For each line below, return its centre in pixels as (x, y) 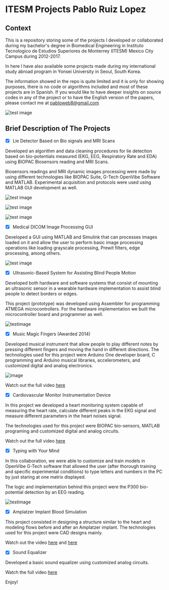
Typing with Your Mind (36, 451)
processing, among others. (33, 253)
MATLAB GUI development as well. (41, 187)
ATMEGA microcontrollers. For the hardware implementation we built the (80, 309)
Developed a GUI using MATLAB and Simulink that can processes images (81, 237)
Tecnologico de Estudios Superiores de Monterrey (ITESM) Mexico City (79, 51)
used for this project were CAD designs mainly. (54, 533)
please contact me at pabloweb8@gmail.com (52, 103)
